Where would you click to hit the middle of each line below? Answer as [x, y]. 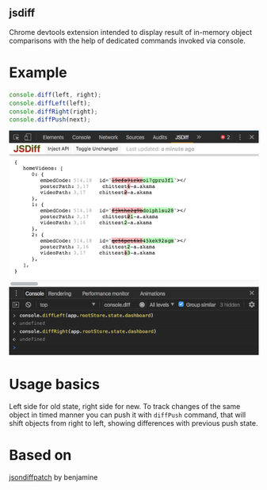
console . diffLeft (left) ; [50, 103]
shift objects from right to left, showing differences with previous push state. [133, 423]
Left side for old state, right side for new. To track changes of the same [125, 406]
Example [38, 73]
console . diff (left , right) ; [55, 94]
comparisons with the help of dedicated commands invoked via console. [128, 40]
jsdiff [22, 13]
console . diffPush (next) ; [50, 120]
